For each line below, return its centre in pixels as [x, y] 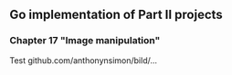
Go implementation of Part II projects [116, 15]
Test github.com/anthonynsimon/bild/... [84, 60]
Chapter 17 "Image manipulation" [85, 41]
